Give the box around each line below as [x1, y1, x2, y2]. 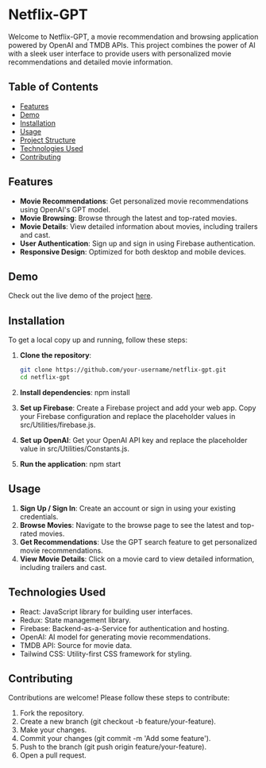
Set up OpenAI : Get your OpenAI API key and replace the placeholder [19, 435, 248, 444]
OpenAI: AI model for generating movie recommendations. [19, 632, 211, 642]
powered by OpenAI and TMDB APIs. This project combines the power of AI [8, 40, 256, 49]
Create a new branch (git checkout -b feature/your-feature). [19, 717, 217, 727]
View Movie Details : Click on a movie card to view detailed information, [19, 554, 255, 564]
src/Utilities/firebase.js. [19, 420, 96, 429]
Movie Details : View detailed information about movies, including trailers [19, 221, 258, 231]
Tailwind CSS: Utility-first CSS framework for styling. [19, 649, 192, 658]
